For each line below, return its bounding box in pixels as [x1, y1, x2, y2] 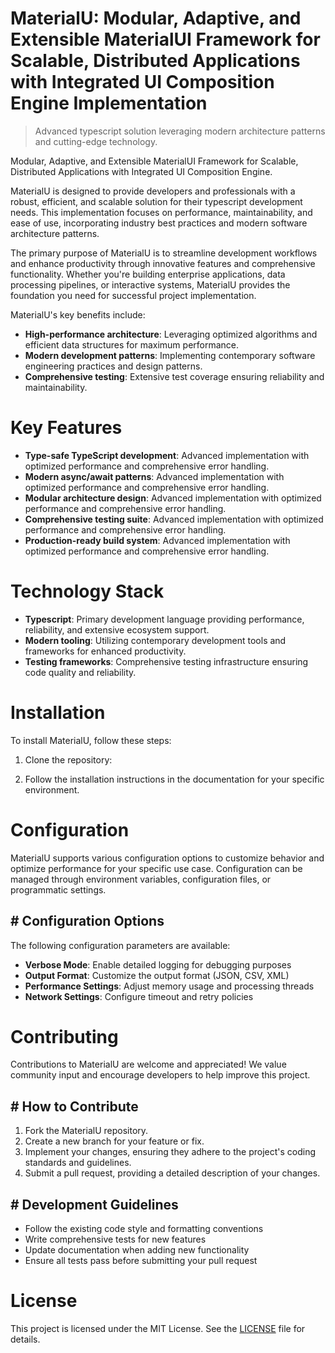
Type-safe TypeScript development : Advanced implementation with [24, 449, 310, 461]
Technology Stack [10, 580, 165, 603]
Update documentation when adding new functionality [24, 1244, 250, 1256]
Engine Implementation [10, 92, 208, 115]
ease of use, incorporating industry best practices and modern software [10, 217, 308, 229]
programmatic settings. [10, 883, 107, 896]
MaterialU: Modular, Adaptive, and [10, 7, 302, 30]
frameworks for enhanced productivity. [24, 645, 187, 657]
